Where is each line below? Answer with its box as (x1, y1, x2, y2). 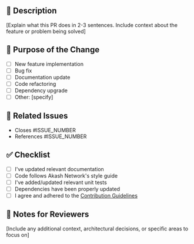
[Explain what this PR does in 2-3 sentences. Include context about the (6, 21, 178, 28)
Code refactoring (14, 80, 56, 87)
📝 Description (6, 6, 57, 16)
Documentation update (14, 73, 71, 81)
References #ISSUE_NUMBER (14, 133, 87, 140)
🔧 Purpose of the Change (6, 45, 100, 55)
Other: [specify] (14, 93, 53, 101)
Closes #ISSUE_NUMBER (14, 126, 76, 133)
